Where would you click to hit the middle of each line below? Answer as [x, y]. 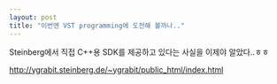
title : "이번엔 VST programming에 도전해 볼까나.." [97, 26]
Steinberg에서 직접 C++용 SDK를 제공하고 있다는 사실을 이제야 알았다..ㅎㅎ [139, 52]
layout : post [33, 17]
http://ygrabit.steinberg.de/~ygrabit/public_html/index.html [116, 69]
